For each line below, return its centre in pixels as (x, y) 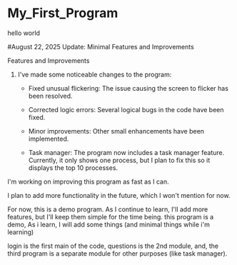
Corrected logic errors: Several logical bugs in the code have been (126, 109)
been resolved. (50, 96)
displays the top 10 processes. (73, 167)
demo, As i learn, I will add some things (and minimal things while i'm (109, 224)
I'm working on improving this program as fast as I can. (88, 181)
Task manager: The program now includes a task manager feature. (126, 152)
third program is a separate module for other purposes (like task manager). (117, 253)
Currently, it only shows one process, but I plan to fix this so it (119, 160)
